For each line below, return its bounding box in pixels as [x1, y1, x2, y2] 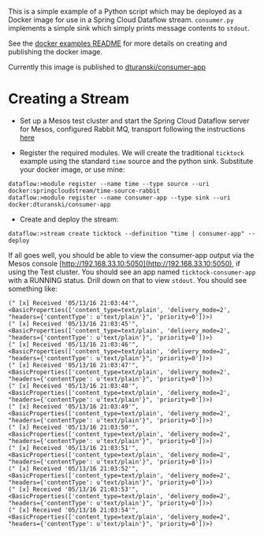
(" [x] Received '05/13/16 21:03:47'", [8, 361, 139, 369]
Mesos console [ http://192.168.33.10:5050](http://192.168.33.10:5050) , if [8, 259, 240, 268]
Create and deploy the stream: [19, 214, 119, 224]
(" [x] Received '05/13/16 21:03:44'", [8, 299, 139, 307]
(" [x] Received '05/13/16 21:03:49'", [8, 402, 139, 411]
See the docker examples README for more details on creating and [8, 39, 227, 48]
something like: [8, 284, 58, 293]
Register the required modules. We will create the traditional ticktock [19, 147, 244, 157]
